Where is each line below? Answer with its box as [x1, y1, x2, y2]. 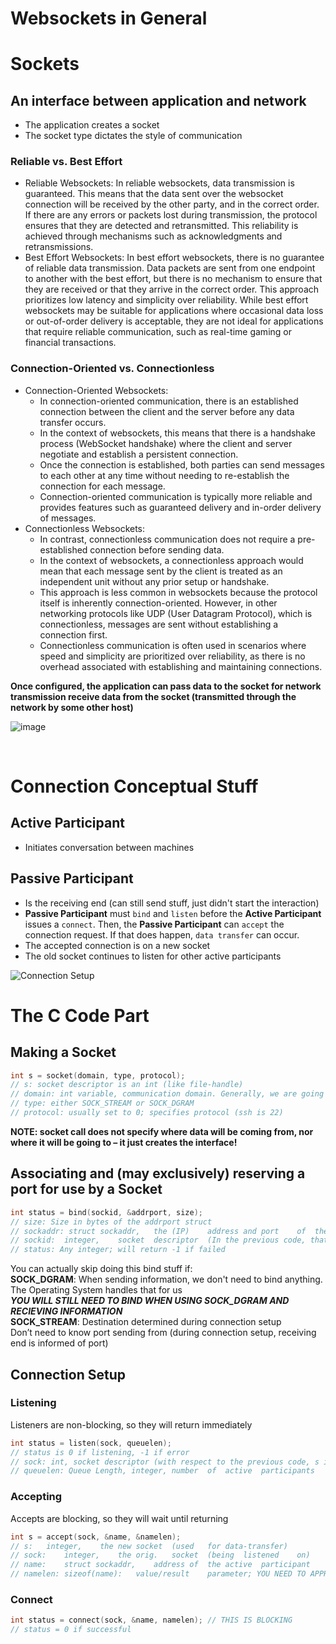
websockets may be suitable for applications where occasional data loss [24, 305, 324, 317]
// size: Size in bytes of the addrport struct [10, 1217, 213, 1227]
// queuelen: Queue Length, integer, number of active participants [10, 1466, 315, 1476]
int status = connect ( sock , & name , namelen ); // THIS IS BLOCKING [10, 1615, 293, 1626]
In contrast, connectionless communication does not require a [39, 533, 296, 545]
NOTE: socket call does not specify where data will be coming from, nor [10, 1125, 314, 1137]
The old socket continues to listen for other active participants [24, 950, 282, 962]
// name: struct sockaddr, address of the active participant [10, 1560, 311, 1570]
